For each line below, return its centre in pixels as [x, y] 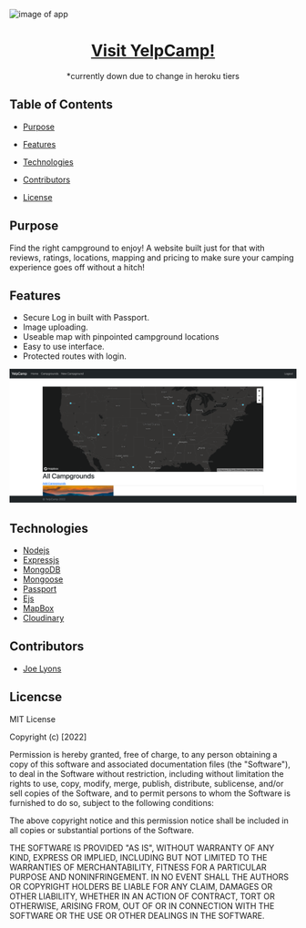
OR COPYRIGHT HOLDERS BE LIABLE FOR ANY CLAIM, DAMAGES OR [141, 886]
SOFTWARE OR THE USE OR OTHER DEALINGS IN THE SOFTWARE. [137, 915]
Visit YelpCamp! [153, 51]
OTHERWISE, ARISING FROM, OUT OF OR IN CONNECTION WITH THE [142, 905]
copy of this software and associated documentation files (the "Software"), [150, 764]
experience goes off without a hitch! [77, 267]
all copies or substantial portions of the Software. [102, 830]
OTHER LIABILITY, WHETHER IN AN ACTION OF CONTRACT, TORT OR [142, 896]
